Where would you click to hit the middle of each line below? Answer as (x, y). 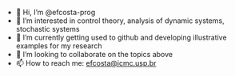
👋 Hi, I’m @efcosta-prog (56, 12)
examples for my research (59, 46)
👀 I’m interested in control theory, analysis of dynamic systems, (120, 21)
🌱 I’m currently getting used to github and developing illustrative (121, 37)
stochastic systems (48, 29)
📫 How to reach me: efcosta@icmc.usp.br (86, 63)
